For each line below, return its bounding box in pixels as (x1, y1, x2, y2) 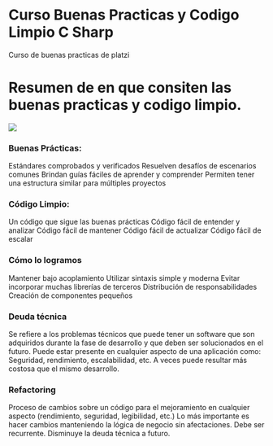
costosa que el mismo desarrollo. (8, 364, 120, 374)
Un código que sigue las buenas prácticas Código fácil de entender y (8, 217, 240, 227)
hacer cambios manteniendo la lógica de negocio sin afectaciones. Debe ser (8, 420, 265, 430)
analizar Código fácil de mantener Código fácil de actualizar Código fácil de (8, 225, 262, 235)
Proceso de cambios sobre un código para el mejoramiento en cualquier (8, 403, 250, 413)
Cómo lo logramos (8, 255, 83, 266)
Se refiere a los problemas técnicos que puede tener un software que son (8, 330, 255, 339)
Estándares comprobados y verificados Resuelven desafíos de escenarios (8, 161, 257, 171)
